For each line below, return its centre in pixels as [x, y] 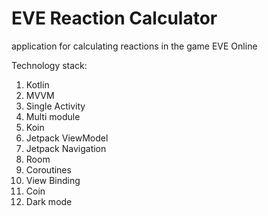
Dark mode [49, 201]
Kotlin [37, 84]
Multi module [53, 116]
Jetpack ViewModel [67, 138]
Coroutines [48, 169]
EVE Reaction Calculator [114, 18]
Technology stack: [49, 65]
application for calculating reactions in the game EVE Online [134, 46]
